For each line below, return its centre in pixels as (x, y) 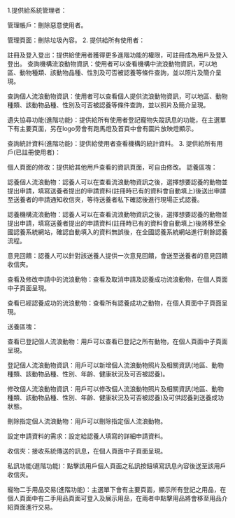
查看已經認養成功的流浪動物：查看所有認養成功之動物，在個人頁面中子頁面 (114, 303)
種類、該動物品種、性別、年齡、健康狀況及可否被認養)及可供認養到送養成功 (116, 397)
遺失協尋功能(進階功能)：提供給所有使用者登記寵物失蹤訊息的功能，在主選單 (117, 120)
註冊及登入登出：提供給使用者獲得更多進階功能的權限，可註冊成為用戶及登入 (117, 55)
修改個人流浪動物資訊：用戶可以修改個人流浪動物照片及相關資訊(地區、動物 (116, 389)
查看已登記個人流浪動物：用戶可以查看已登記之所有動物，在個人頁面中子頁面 (117, 341)
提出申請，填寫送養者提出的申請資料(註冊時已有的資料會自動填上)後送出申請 (117, 191)
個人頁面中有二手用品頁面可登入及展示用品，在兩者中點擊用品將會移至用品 (114, 498)
